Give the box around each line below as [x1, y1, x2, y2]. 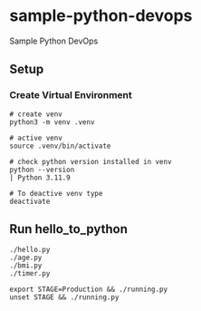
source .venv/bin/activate [9, 141, 111, 151]
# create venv [9, 110, 63, 119]
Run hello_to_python [9, 221, 129, 237]
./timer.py [9, 269, 51, 278]
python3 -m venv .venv [9, 117, 95, 127]
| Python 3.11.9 [9, 173, 71, 182]
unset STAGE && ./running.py [9, 293, 120, 302]
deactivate [9, 197, 51, 206]
